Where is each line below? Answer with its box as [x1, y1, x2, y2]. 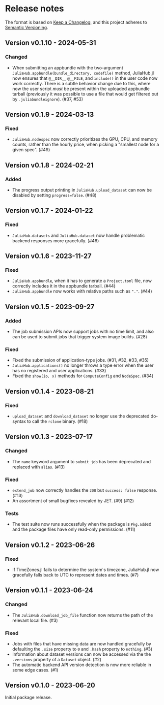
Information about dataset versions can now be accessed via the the [12, 651, 151, 657]
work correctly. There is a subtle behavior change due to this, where [12, 80, 151, 86]
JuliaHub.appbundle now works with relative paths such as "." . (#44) [12, 288, 152, 294]
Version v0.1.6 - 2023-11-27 [5, 252, 92, 260]
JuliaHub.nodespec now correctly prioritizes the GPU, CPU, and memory [12, 136, 158, 142]
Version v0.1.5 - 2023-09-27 [5, 302, 95, 311]
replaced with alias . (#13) [12, 464, 65, 470]
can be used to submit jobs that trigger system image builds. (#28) [12, 334, 147, 340]
